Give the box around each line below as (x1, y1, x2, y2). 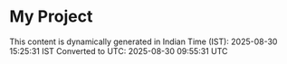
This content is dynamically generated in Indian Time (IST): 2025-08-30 (9, 36, 278, 47)
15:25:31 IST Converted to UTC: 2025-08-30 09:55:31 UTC (9, 45, 228, 56)
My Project (9, 6, 93, 27)
